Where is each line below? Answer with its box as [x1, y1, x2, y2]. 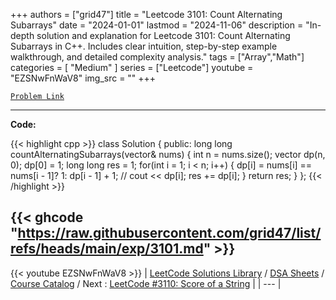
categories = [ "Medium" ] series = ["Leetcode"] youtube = [10, 62, 254, 73]
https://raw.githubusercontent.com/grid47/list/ [17, 225, 322, 242]
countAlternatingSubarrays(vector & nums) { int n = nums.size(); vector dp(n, [10, 149, 326, 160]
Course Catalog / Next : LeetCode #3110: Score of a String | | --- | [10, 277, 282, 289]
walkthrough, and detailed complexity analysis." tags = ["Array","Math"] [10, 51, 305, 63]
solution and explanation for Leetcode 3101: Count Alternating [36, 30, 291, 41]
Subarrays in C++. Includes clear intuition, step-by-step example [10, 40, 278, 52]
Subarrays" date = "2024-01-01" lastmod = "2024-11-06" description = [10, 19, 304, 31]
